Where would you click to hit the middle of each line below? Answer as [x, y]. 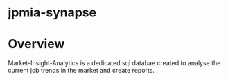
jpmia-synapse [52, 13]
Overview [36, 44]
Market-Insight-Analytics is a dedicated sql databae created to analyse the [114, 63]
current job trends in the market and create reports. [81, 71]
